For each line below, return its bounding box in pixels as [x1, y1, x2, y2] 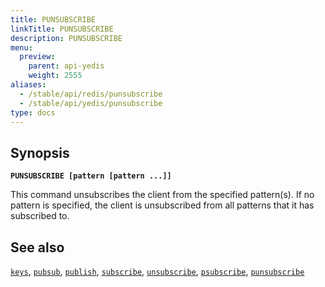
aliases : [10, 80, 47, 90]
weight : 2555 [28, 71, 83, 81]
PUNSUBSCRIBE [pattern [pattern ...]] [10, 171, 172, 181]
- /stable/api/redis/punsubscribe [19, 89, 163, 99]
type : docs [10, 107, 56, 118]
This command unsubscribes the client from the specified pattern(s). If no [10, 189, 315, 201]
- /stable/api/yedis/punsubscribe [19, 98, 163, 108]
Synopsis [10, 144, 70, 161]
